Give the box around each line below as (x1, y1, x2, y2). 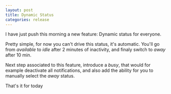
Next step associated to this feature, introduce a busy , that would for (5, 62, 151, 68)
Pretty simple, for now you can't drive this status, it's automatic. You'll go (5, 41, 160, 47)
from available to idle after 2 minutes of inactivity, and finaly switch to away (5, 47, 166, 53)
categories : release (5, 17, 50, 22)
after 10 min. (5, 52, 32, 58)
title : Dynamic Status (5, 12, 54, 17)
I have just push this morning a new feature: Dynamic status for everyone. (5, 31, 162, 37)
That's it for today (5, 83, 43, 89)
